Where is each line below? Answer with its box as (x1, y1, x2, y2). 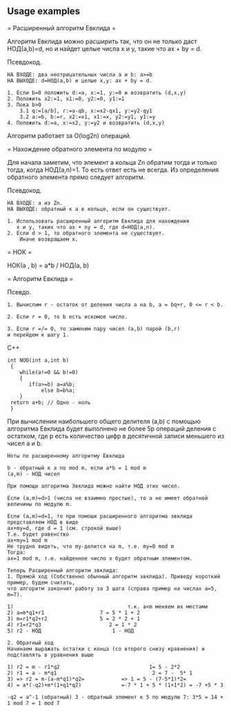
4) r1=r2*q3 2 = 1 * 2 (7, 621, 137, 628)
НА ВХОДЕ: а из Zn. (7, 199, 63, 206)
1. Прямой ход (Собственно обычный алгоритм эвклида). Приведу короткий (7, 573, 221, 580)
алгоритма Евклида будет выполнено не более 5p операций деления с (7, 424, 217, 433)
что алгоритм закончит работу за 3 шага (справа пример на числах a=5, (7, 585, 217, 592)
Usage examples (7, 6, 81, 17)
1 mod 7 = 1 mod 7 (7, 700, 60, 706)
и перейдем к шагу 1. (7, 331, 70, 338)
